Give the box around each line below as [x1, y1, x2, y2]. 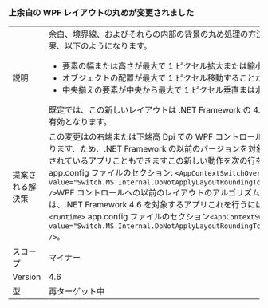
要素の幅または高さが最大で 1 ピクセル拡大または [62, 61, 248, 72]
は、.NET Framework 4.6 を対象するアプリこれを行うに [48, 199, 256, 211]
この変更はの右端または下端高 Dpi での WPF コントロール [48, 132, 263, 143]
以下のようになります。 [64, 41, 152, 52]
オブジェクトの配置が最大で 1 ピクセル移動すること [62, 73, 256, 84]
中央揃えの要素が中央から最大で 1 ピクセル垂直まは [62, 85, 256, 96]
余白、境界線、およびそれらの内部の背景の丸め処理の [48, 29, 249, 40]
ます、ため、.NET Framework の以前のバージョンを [56, 144, 249, 155]
